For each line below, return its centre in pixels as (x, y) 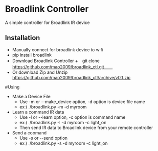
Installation (23, 38)
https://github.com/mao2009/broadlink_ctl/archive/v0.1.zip (71, 77)
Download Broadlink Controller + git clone (56, 61)
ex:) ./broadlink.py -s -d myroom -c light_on (64, 143)
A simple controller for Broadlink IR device (47, 22)
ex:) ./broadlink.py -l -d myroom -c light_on (63, 122)
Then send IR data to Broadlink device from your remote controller (86, 128)
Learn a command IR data (38, 112)
